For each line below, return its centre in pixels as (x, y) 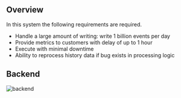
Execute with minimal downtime (54, 49)
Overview (25, 10)
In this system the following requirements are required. (74, 24)
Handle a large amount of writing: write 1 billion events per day (93, 36)
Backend (23, 74)
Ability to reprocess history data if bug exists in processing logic (95, 55)
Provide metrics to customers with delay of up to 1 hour (84, 42)
